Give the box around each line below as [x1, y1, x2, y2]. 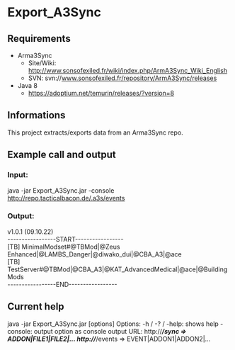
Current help [7, 300, 65, 312]
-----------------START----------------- [7, 235, 124, 243]
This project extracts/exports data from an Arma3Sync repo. [7, 128, 184, 137]
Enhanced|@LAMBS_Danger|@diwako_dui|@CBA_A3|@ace [7, 249, 182, 259]
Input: [7, 170, 28, 180]
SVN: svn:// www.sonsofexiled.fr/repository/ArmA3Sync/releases [28, 74, 217, 82]
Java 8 [17, 81, 38, 89]
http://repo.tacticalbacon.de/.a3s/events [7, 193, 125, 202]
